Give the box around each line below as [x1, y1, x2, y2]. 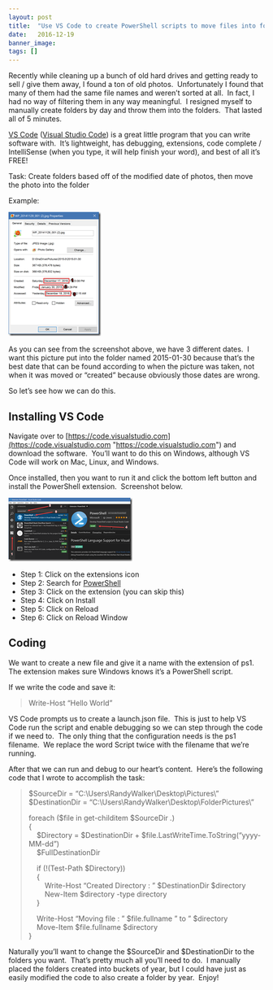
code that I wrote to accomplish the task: [8, 773, 145, 783]
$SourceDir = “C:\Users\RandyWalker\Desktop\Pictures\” [28, 788, 219, 798]
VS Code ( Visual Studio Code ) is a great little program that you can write [8, 130, 250, 140]
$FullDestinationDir [36, 847, 101, 857]
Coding [8, 636, 46, 650]
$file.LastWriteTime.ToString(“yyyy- [141, 830, 262, 840]
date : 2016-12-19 [8, 30, 75, 38]
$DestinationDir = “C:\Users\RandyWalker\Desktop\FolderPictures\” [28, 797, 254, 807]
